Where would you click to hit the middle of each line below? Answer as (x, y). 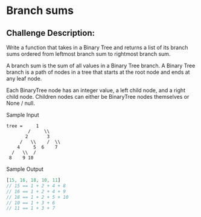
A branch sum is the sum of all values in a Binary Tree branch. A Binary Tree (101, 65)
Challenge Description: (51, 33)
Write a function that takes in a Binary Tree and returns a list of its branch (97, 47)
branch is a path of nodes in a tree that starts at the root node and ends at (98, 72)
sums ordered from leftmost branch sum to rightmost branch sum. (88, 54)
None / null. (21, 103)
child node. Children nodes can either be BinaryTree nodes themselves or (98, 97)
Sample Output (25, 169)
